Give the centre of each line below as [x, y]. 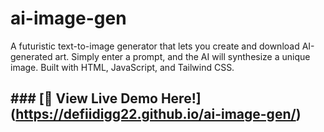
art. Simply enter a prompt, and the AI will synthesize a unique [182, 56]
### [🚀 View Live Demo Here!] [106, 98]
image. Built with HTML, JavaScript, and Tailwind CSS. [122, 67]
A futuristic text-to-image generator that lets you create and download [155, 46]
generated [31, 56]
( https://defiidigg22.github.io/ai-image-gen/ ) [156, 114]
